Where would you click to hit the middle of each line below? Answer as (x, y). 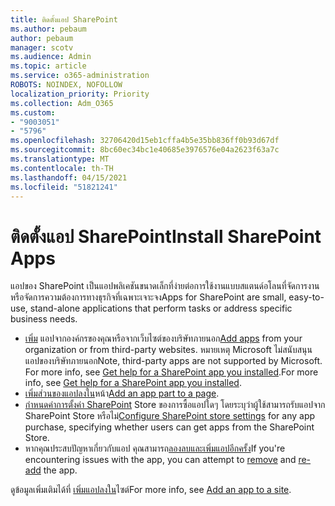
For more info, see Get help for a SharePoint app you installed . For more (171, 372)
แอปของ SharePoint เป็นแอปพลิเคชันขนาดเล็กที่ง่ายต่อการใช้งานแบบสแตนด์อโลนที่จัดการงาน (165, 286)
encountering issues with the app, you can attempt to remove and (160, 460)
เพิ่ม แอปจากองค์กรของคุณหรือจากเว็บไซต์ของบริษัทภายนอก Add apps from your (163, 338)
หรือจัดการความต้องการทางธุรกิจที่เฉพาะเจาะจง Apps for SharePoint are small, (148, 297)
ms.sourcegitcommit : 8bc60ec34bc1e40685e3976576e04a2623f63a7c (145, 150)
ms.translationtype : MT (60, 159)
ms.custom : (33, 112)
